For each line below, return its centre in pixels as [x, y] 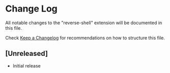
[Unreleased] [27, 54]
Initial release [26, 65]
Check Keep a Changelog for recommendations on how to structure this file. [85, 38]
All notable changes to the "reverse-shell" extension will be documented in [84, 23]
